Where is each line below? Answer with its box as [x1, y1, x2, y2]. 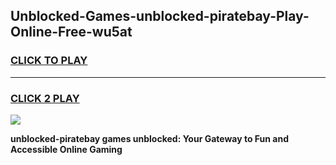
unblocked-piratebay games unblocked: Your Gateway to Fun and [10, 132, 290, 144]
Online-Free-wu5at [10, 24, 133, 41]
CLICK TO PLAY [10, 54, 88, 68]
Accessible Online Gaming [10, 143, 123, 155]
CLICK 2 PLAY [10, 91, 80, 105]
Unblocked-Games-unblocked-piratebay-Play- [10, 8, 310, 25]
